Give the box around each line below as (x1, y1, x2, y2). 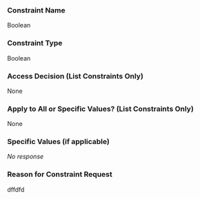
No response (7, 152, 44, 160)
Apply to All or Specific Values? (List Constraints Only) (7, 104, 194, 114)
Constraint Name (7, 6, 66, 15)
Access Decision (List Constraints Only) (7, 71, 143, 81)
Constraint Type (7, 39, 63, 48)
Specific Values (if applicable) (7, 137, 110, 147)
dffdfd (7, 185, 25, 193)
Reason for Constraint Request (7, 169, 112, 179)
